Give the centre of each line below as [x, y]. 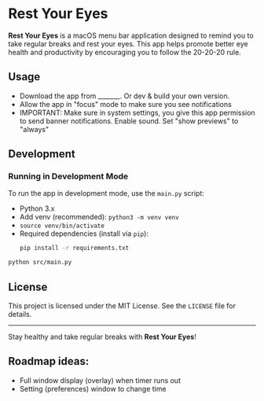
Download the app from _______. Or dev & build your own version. [125, 96]
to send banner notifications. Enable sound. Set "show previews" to [129, 121]
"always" [34, 129]
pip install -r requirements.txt [74, 248]
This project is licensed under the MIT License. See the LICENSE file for [122, 306]
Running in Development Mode [68, 176]
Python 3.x [37, 208]
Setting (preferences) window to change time [93, 388]
